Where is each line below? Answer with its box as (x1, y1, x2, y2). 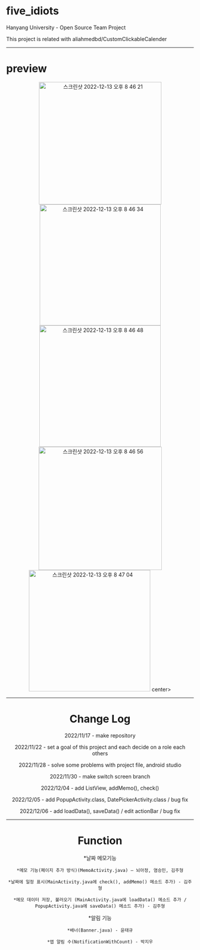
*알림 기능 (88, 914, 112, 921)
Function (77, 834, 123, 847)
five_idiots (6, 4, 60, 18)
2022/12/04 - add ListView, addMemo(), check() (40, 784, 160, 792)
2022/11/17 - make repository (64, 731, 136, 739)
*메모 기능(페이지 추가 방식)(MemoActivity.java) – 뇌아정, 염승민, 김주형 (17, 867, 183, 873)
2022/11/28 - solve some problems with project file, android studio (18, 761, 182, 768)
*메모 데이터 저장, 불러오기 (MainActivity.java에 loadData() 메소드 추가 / (13, 896, 187, 903)
